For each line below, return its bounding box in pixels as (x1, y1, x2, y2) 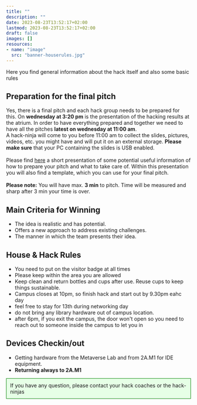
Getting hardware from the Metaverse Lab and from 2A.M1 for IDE (14, 354, 174, 361)
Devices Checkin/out (6, 338, 85, 349)
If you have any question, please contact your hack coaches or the (10, 382, 171, 389)
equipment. (14, 360, 43, 367)
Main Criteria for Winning (6, 205, 101, 215)
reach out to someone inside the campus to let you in (14, 322, 144, 329)
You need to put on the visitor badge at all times (14, 266, 131, 273)
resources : (6, 42, 33, 47)
